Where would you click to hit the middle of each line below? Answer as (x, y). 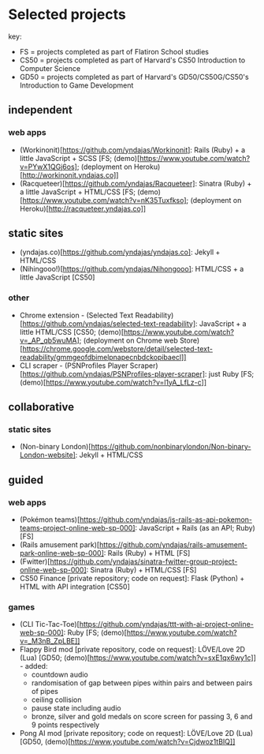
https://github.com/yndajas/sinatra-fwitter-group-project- (144, 561)
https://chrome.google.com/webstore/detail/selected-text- (117, 348)
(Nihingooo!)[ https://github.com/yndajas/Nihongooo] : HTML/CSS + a (132, 269)
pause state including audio (76, 708)
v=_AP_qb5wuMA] (50, 340)
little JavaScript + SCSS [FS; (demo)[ (80, 158)
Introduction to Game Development (76, 85)
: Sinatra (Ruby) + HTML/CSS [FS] (141, 570)
